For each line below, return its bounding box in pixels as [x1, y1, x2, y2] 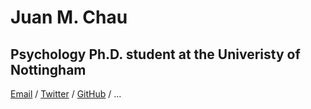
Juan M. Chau [10, 6, 128, 29]
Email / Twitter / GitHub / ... [10, 88, 122, 100]
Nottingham [10, 61, 87, 78]
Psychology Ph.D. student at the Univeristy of [10, 46, 301, 63]
